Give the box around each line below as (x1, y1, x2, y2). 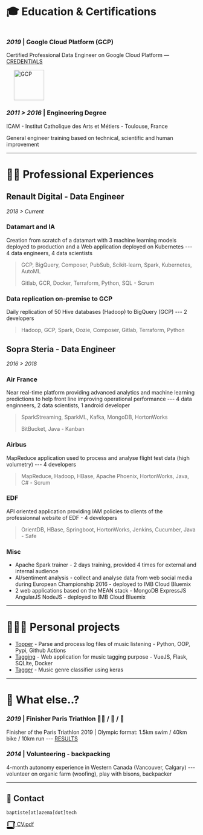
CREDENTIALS (6, 58, 43, 65)
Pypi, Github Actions (14, 647, 66, 654)
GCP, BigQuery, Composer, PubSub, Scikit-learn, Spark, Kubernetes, (21, 261, 192, 268)
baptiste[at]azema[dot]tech (6, 810, 77, 816)
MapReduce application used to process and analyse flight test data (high (6, 454, 190, 461)
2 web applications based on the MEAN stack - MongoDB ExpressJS (14, 587, 187, 594)
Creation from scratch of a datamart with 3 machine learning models (6, 236, 177, 244)
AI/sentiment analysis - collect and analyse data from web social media (14, 574, 193, 582)
